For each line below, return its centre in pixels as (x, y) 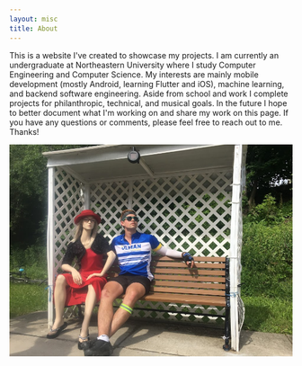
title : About (34, 28)
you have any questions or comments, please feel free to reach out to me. (146, 122)
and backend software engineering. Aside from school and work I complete (149, 94)
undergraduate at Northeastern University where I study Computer (133, 65)
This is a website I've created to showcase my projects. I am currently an (144, 55)
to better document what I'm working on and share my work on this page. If (149, 112)
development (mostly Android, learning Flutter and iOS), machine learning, (147, 84)
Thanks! (24, 131)
